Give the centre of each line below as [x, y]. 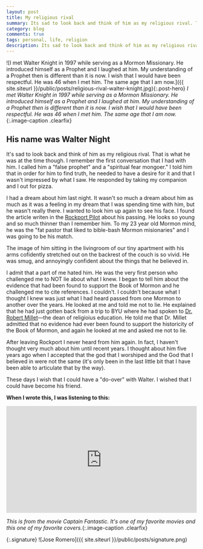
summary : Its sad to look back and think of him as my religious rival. [100, 23]
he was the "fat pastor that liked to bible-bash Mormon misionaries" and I [98, 230]
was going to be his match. [40, 236]
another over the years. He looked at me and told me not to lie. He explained [101, 304]
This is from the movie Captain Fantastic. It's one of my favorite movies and [101, 522]
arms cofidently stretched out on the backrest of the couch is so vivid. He [98, 254]
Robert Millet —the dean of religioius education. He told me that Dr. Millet [96, 317]
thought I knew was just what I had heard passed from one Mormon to [94, 298]
